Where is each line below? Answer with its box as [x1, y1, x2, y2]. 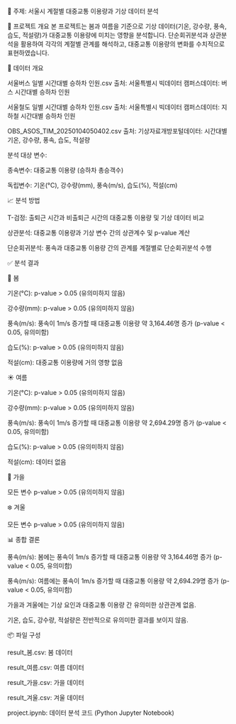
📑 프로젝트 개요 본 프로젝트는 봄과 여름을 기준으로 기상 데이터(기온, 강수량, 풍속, [7, 22, 227, 31]
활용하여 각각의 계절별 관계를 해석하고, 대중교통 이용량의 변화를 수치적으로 [20, 40, 225, 48]
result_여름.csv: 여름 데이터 [7, 664, 84, 671]
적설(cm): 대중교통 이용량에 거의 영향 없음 [7, 358, 123, 367]
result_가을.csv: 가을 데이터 [7, 679, 84, 686]
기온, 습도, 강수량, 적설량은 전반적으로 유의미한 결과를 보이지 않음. [7, 616, 189, 624]
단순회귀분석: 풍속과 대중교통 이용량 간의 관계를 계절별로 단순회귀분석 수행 [7, 244, 212, 252]
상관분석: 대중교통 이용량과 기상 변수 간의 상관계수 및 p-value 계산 [7, 229, 190, 237]
